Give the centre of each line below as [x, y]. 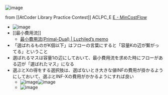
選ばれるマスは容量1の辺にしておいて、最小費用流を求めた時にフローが [86, 58]
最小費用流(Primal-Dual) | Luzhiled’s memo [64, 39]
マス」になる [61, 64]
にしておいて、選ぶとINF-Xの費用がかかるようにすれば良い [73, 76]
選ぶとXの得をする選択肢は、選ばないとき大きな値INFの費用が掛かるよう [88, 70]
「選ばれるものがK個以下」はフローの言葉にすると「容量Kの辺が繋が [83, 45]
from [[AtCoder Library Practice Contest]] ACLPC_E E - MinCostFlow [76, 17]
